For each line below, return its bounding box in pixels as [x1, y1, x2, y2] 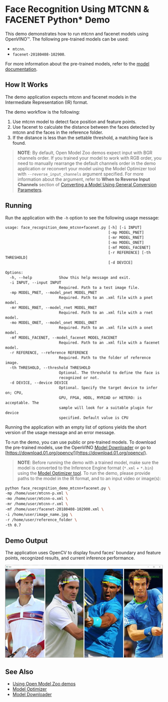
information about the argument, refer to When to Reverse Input [17, 176, 150, 182]
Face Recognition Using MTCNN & [5, 4, 149, 15]
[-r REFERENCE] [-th [108, 250, 151, 255]
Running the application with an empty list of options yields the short [5, 424, 146, 430]
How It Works [5, 81, 48, 89]
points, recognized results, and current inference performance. [5, 555, 135, 561]
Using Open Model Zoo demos [12, 680, 76, 686]
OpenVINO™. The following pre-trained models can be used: [5, 36, 129, 42]
